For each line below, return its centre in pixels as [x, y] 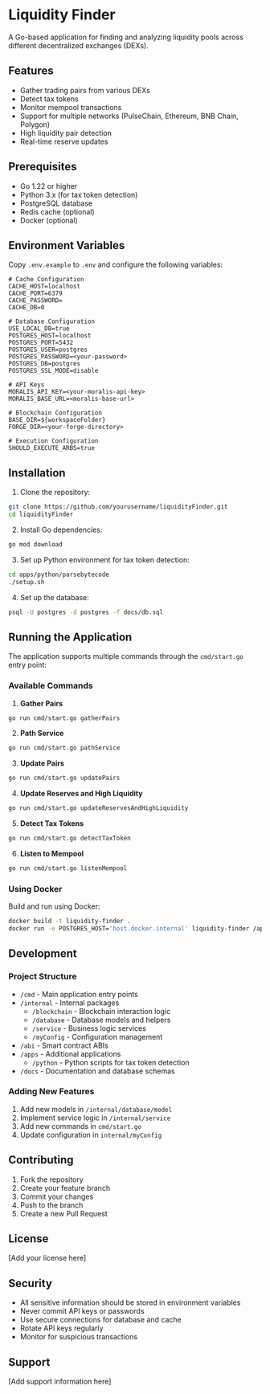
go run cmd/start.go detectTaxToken [70, 838]
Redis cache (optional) [57, 211]
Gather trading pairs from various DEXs [85, 90]
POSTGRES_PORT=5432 [41, 343]
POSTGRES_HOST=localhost [50, 336]
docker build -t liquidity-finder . [70, 922]
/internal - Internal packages [70, 1003]
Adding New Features [51, 1092]
